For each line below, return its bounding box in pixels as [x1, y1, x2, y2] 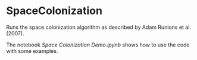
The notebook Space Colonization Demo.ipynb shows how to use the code [6, 41, 190, 48]
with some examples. [6, 47, 58, 54]
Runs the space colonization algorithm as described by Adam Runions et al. [6, 24, 192, 31]
